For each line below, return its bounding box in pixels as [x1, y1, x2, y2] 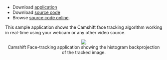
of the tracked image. [61, 50, 106, 55]
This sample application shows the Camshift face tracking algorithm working [5, 24, 163, 30]
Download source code [12, 9, 61, 15]
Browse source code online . [12, 15, 70, 20]
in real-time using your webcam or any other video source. [5, 30, 126, 35]
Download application [12, 4, 57, 10]
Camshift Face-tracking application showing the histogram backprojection [7, 44, 160, 50]
